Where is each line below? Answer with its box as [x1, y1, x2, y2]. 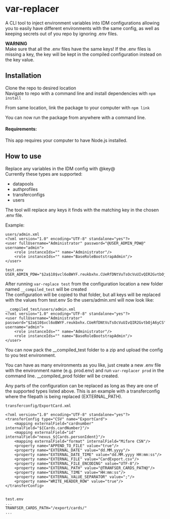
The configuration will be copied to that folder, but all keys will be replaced [5, 291, 161, 298]
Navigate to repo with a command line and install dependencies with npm [5, 90, 156, 96]
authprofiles [12, 186, 38, 192]
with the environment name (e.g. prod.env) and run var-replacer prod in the [5, 367, 164, 373]
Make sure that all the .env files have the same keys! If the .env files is [5, 46, 151, 52]
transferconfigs [12, 191, 45, 198]
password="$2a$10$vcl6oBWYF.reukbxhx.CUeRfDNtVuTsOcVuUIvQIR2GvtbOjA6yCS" [5, 320, 166, 325]
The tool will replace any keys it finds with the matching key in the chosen [5, 207, 159, 213]
